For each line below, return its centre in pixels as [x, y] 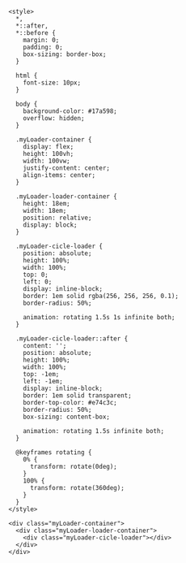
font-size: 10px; [52, 83]
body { [27, 104]
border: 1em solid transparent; [77, 396]
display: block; [51, 225]
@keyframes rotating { [54, 453]
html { [27, 76]
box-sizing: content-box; [67, 417]
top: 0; [36, 275]
